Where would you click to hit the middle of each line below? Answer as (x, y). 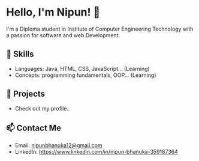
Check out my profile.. (42, 108)
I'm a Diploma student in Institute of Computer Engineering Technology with (100, 29)
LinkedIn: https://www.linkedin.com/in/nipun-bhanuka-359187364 (97, 152)
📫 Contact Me (34, 128)
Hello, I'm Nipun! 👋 (53, 12)
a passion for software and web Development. (63, 35)
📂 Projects (26, 94)
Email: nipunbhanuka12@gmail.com (59, 145)
